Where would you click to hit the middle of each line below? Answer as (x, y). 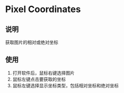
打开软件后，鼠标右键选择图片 (43, 73)
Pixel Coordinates (43, 9)
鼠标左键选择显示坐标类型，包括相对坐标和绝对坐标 (66, 85)
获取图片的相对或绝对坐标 (32, 42)
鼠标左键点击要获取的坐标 (39, 79)
